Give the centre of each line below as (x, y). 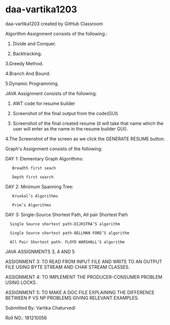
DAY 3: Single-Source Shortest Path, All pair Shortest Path (67, 214)
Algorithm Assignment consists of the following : (56, 33)
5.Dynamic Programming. (32, 83)
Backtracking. (27, 53)
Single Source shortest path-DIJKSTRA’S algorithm (65, 224)
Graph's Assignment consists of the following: (54, 149)
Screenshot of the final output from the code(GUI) (65, 113)
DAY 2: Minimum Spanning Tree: (39, 187)
